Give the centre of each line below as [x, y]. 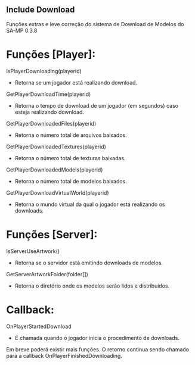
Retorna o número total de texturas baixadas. [70, 158]
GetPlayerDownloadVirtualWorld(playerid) [58, 192]
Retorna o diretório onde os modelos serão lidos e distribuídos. [92, 286]
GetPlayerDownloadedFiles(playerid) [51, 123]
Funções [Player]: [51, 54]
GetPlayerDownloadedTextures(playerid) [56, 146]
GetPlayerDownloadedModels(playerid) [55, 170]
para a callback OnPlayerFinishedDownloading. [64, 355]
